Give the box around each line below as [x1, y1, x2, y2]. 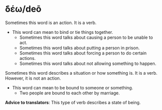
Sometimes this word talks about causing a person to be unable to [19, 34, 153, 40]
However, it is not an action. [5, 75, 61, 81]
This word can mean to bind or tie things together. [12, 29, 114, 35]
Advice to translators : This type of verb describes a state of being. [5, 99, 141, 105]
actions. [19, 55, 36, 61]
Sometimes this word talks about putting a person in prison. [19, 45, 140, 51]
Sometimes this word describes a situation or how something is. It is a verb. [5, 70, 158, 76]
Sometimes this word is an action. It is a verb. [5, 20, 97, 26]
